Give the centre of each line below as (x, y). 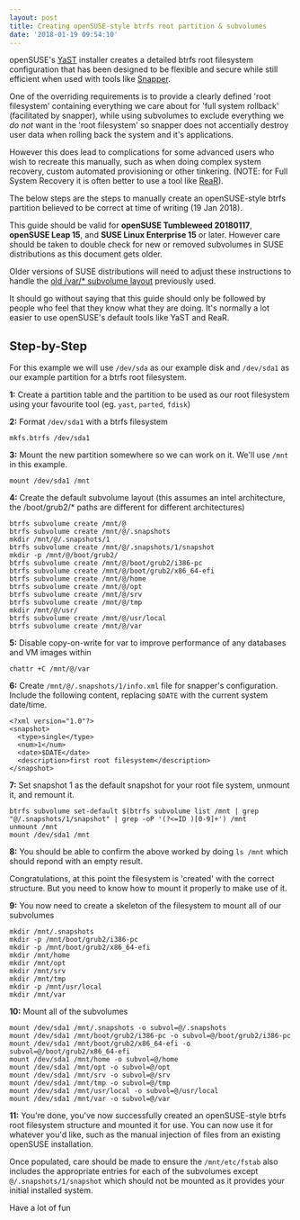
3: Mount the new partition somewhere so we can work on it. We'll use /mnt (149, 455)
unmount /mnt (34, 827)
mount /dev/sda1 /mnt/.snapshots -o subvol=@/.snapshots (118, 1028)
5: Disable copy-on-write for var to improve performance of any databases (148, 643)
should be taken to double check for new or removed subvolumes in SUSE (147, 245)
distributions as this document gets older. (86, 254)
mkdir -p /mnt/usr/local (56, 987)
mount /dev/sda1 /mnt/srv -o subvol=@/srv (90, 1075)
